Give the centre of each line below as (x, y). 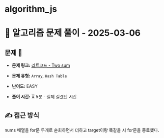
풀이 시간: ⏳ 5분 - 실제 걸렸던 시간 (44, 97)
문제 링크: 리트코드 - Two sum (41, 65)
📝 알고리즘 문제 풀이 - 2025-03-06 (73, 33)
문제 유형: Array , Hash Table (39, 76)
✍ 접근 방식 (22, 115)
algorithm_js (31, 9)
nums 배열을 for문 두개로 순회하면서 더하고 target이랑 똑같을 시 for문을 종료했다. (82, 130)
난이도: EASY (25, 86)
